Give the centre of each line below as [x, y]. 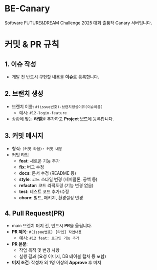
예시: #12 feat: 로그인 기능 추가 [49, 238]
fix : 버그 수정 [32, 167]
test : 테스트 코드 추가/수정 [44, 191]
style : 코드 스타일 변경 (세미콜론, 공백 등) [58, 179]
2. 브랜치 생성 [24, 94]
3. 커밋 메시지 [24, 136]
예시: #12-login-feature [43, 112]
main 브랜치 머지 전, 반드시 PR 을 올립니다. [52, 226]
